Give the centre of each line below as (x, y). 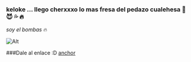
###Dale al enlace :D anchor (41, 53)
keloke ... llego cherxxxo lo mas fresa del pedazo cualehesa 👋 (96, 9)
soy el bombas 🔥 (27, 30)
